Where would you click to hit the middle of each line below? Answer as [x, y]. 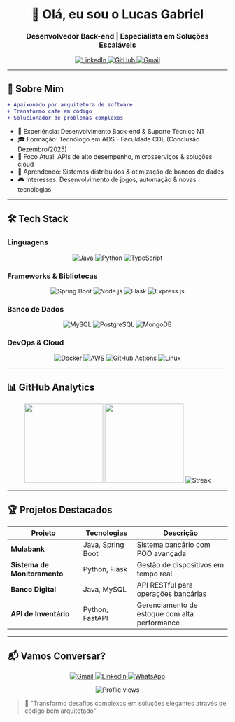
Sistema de [30, 565]
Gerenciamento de [167, 605]
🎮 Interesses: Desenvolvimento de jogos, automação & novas [107, 179]
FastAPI [95, 618]
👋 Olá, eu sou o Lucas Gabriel [117, 14]
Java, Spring [104, 545]
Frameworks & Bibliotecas [52, 276]
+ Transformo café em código [50, 111]
